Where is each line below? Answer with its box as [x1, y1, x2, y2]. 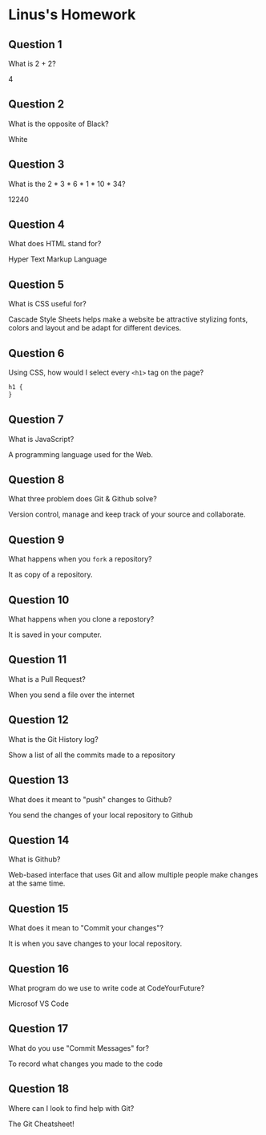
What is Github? [8, 854, 61, 864]
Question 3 [8, 158, 65, 172]
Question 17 [8, 1022, 69, 1036]
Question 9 [8, 533, 65, 546]
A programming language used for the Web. [8, 449, 154, 459]
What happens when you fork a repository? [8, 554, 152, 564]
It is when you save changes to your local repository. [8, 938, 183, 948]
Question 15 [8, 902, 70, 915]
